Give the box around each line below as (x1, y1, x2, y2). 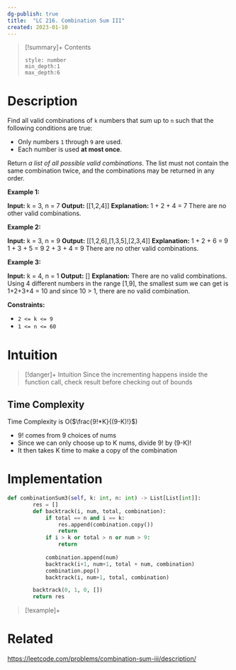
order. (7, 174, 25, 183)
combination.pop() (45, 567, 100, 574)
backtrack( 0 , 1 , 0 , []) (33, 587, 103, 594)
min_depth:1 (24, 63, 60, 70)
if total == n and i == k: (45, 514, 125, 522)
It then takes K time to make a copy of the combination (17, 446, 178, 455)
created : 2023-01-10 (7, 23, 69, 31)
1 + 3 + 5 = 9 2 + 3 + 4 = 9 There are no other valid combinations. (7, 244, 199, 253)
